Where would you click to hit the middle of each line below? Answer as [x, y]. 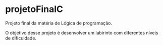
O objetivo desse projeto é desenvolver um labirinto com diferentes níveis [82, 32]
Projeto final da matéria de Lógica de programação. [59, 23]
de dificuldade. [21, 38]
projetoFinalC [34, 9]
